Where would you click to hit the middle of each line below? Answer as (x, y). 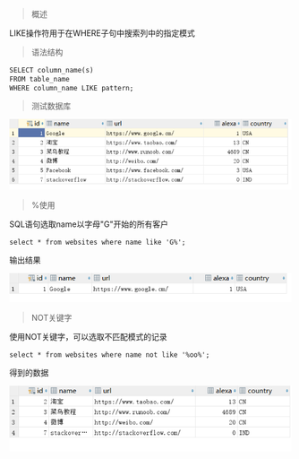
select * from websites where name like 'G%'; (98, 242)
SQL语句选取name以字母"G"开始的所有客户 (89, 224)
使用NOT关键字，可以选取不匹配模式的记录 (88, 336)
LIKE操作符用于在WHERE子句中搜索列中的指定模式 (102, 33)
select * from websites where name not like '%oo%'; (110, 355)
